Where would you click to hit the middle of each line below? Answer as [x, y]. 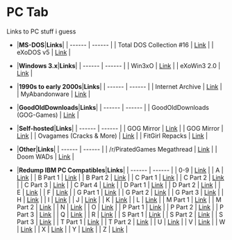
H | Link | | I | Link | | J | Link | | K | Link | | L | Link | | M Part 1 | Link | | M [119, 200]
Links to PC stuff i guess [41, 31]
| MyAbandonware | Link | [53, 94]
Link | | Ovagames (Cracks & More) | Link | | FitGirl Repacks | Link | [112, 136]
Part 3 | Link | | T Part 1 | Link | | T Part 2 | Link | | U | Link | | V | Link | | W [121, 222]
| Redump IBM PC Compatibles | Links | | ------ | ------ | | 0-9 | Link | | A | [120, 170]
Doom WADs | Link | [45, 157]
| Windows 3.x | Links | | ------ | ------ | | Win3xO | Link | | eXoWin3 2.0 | [118, 65]
